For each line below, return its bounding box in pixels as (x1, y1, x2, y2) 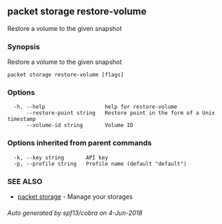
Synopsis (7, 41, 40, 51)
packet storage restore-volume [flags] (7, 72, 124, 79)
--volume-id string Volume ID (25, 122, 133, 129)
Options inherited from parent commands (7, 138, 152, 148)
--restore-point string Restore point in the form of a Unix (25, 110, 216, 117)
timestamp (7, 116, 37, 123)
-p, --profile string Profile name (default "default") (13, 160, 188, 167)
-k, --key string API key (13, 154, 109, 161)
